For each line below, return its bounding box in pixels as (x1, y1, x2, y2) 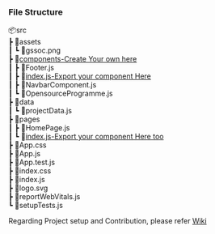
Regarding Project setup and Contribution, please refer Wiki (8, 216, 208, 226)
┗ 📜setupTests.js (8, 201, 63, 211)
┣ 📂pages (8, 114, 40, 124)
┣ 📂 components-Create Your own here (8, 54, 137, 64)
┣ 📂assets (8, 37, 42, 47)
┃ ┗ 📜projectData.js (8, 106, 73, 116)
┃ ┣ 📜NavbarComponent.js (8, 80, 97, 90)
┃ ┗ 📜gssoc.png (8, 45, 61, 55)
